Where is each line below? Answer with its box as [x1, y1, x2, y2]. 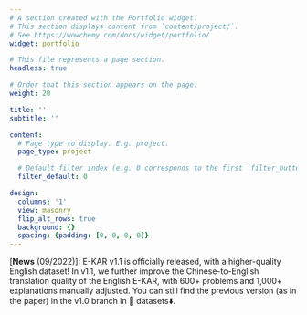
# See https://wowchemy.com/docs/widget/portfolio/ [9, 30, 210, 39]
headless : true [9, 64, 68, 73]
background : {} [17, 223, 76, 232]
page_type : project [17, 147, 92, 156]
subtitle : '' [9, 113, 59, 123]
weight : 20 [9, 89, 51, 98]
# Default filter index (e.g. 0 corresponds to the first [17, 163, 244, 173]
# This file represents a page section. [9, 56, 166, 65]
